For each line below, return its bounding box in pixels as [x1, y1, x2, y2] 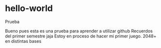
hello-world [5, 3, 53, 14]
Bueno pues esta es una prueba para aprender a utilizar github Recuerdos [5, 28, 153, 34]
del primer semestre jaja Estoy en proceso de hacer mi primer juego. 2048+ [5, 33, 157, 39]
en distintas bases [5, 38, 42, 44]
